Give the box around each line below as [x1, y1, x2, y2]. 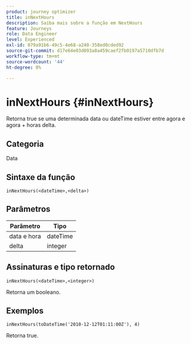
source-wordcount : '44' [6, 59, 66, 65]
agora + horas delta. [6, 121, 57, 129]
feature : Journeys [6, 25, 52, 32]
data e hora [9, 232, 42, 240]
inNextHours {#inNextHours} [6, 95, 154, 109]
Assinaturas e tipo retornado [6, 262, 115, 272]
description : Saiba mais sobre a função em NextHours [6, 20, 143, 26]
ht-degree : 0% [6, 64, 42, 71]
